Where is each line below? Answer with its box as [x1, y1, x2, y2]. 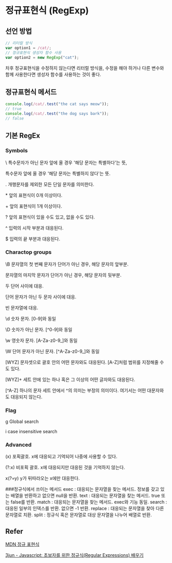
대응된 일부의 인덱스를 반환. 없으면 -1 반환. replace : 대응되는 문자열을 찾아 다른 [5, 506, 164, 512]
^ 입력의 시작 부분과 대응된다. [5, 225, 64, 231]
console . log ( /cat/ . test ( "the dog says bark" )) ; [5, 111, 109, 116]
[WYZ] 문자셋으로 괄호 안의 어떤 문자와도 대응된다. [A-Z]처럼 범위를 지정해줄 [5, 359, 159, 365]
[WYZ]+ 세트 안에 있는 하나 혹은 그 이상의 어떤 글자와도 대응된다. [5, 376, 136, 383]
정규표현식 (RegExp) [5, 5, 89, 16]
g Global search [5, 418, 39, 425]
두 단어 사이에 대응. [5, 283, 44, 289]
